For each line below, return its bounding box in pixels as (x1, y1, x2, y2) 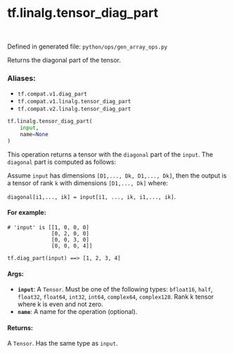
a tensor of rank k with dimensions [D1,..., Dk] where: (7, 178, 169, 187)
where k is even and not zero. (17, 300, 104, 308)
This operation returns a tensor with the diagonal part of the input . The (7, 150, 213, 159)
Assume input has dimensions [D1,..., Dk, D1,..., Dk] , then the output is (7, 171, 227, 180)
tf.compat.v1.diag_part (17, 91, 88, 98)
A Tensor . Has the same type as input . (7, 339, 118, 348)
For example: (7, 209, 47, 217)
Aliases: (7, 73, 37, 83)
